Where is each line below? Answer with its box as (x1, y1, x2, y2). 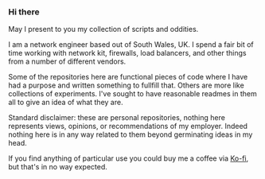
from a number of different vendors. (8, 56, 127, 66)
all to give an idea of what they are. (8, 98, 123, 107)
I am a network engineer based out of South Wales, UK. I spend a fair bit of (8, 40, 255, 49)
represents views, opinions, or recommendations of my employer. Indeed (8, 122, 248, 131)
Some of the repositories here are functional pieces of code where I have (8, 72, 248, 82)
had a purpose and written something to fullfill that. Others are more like (8, 80, 244, 90)
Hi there (8, 6, 40, 18)
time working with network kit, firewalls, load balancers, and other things (8, 49, 247, 58)
